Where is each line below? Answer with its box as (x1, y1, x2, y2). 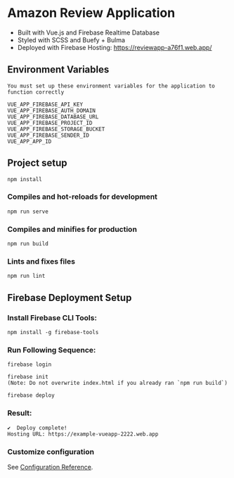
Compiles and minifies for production (7, 224, 137, 234)
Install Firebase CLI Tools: (7, 312, 97, 322)
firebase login (7, 361, 52, 368)
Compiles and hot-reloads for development (7, 192, 158, 202)
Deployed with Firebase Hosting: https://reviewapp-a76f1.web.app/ (17, 43, 212, 51)
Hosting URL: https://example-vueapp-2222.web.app (7, 430, 159, 438)
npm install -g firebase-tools (7, 329, 99, 336)
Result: (7, 408, 32, 418)
